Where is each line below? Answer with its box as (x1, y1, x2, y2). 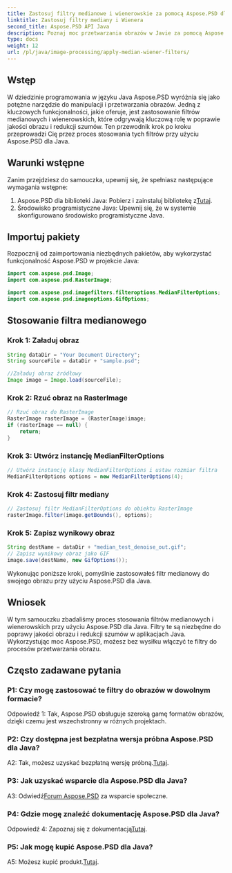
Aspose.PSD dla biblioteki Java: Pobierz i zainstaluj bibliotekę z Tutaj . (17, 196, 213, 204)
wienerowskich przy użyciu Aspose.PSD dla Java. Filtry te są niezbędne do (7, 622, 221, 630)
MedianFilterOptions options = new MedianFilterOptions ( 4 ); (7, 473, 184, 480)
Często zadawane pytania (7, 664, 122, 676)
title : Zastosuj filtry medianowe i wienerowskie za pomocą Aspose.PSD (7, 10, 217, 17)
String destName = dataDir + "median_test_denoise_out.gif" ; (7, 544, 187, 551)
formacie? (7, 694, 43, 703)
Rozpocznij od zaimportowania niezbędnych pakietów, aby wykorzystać (7, 249, 212, 258)
